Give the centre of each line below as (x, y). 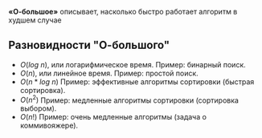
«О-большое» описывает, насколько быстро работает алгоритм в (123, 12)
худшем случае (35, 20)
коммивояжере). (49, 126)
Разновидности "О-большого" (89, 45)
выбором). (38, 108)
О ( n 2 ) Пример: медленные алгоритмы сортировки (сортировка (129, 99)
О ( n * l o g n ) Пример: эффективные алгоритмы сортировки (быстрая (137, 81)
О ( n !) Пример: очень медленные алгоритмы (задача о (113, 117)
